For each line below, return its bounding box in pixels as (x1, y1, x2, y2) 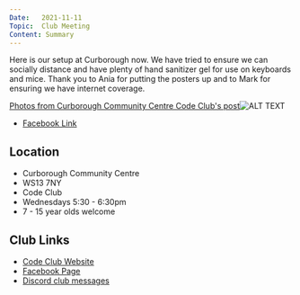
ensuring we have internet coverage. (9, 83, 146, 94)
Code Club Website (22, 256, 94, 266)
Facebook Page (22, 266, 81, 276)
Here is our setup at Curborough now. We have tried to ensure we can (9, 55, 269, 66)
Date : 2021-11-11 (9, 13, 83, 22)
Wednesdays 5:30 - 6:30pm (22, 197, 128, 208)
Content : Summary (9, 30, 75, 39)
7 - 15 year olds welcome (22, 206, 116, 217)
